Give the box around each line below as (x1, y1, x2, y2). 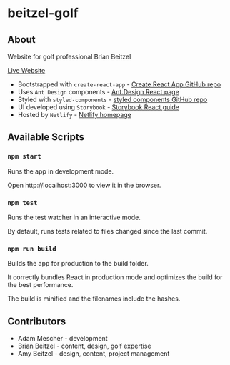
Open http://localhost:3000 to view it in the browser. (7, 181, 161, 189)
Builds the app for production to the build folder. (7, 259, 149, 268)
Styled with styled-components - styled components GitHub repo (17, 95, 208, 104)
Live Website (7, 66, 46, 74)
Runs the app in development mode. (7, 166, 114, 176)
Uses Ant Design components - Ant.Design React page (17, 88, 180, 96)
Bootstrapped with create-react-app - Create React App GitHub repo (17, 80, 221, 89)
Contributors (7, 315, 66, 327)
